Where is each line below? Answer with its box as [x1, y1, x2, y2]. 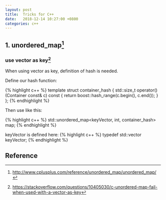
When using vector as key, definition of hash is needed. [5, 68, 119, 74]
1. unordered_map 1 [5, 39, 64, 50]
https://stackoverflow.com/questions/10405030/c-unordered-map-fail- [12, 184, 158, 190]
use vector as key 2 [5, 55, 51, 64]
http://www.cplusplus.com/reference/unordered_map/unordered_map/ [12, 169, 157, 175]
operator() [136, 87, 158, 93]
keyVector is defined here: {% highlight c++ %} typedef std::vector [5, 132, 142, 138]
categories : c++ [5, 21, 39, 26]
